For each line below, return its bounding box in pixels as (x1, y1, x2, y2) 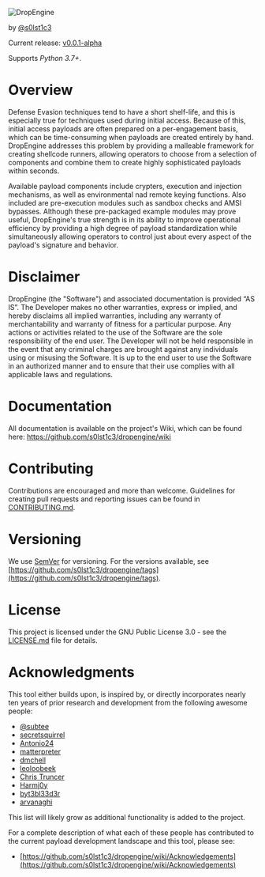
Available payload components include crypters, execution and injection (8, 181, 242, 191)
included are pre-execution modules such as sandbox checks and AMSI (8, 198, 242, 207)
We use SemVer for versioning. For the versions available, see (8, 556, 209, 565)
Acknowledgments (8, 663, 136, 681)
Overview (8, 81, 73, 99)
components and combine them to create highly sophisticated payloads (8, 157, 241, 167)
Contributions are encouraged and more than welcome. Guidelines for (8, 486, 236, 495)
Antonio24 (19, 738, 54, 747)
